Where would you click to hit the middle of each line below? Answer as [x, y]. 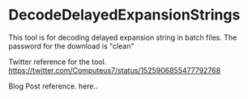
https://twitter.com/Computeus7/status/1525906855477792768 [115, 70]
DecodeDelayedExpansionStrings [124, 15]
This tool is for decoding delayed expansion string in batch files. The [123, 37]
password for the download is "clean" [71, 45]
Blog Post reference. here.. [53, 86]
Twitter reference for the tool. [58, 62]
